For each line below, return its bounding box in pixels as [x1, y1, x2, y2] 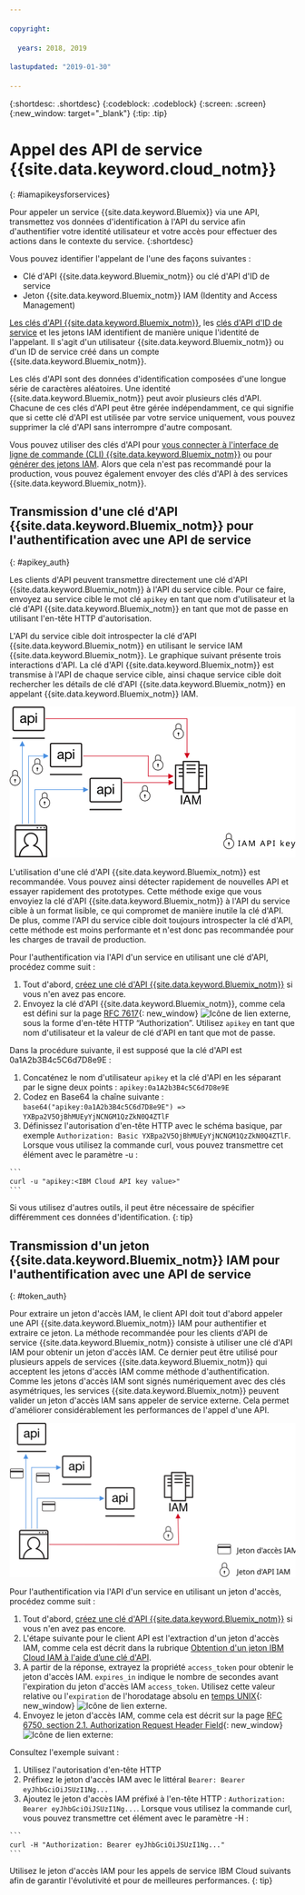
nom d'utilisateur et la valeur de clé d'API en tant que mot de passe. [22, 1027, 276, 1039]
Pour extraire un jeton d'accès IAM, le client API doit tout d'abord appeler [9, 1308, 283, 1319]
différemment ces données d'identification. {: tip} [9, 1212, 193, 1223]
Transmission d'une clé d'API [9, 504, 179, 519]
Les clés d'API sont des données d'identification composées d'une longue [9, 373, 287, 384]
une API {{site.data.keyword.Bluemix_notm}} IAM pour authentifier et [9, 1318, 267, 1329]
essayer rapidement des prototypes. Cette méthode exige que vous [9, 886, 262, 897]
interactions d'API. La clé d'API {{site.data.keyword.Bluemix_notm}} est [9, 659, 274, 670]
